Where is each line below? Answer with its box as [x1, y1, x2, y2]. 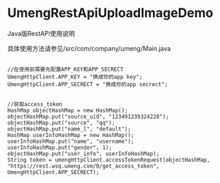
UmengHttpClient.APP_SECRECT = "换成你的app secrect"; [7, 81, 168, 88]
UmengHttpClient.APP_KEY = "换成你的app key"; [7, 73, 143, 81]
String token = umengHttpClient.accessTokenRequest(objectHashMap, [7, 156, 211, 163]
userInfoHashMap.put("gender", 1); [7, 143, 112, 151]
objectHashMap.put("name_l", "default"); [7, 125, 132, 132]
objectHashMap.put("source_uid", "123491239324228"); [7, 113, 170, 120]
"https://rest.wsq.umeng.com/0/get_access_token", [7, 163, 160, 170]
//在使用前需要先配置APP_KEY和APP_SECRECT [7, 66, 124, 73]
